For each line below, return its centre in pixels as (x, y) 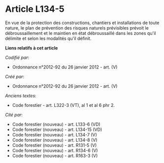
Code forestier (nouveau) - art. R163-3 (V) (55, 156)
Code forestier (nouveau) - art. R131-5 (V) (54, 145)
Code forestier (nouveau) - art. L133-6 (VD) (56, 124)
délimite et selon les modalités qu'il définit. (48, 38)
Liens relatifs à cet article (32, 48)
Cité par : (14, 115)
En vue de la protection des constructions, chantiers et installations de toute (82, 23)
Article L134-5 (35, 9)
